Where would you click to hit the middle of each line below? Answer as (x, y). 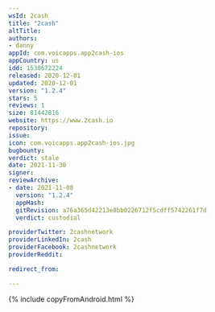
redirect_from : (34, 269)
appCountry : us (34, 61)
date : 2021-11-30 (37, 166)
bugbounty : (27, 150)
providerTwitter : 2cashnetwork (61, 232)
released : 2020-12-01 (45, 76)
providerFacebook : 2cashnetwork (62, 247)
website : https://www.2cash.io (61, 121)
